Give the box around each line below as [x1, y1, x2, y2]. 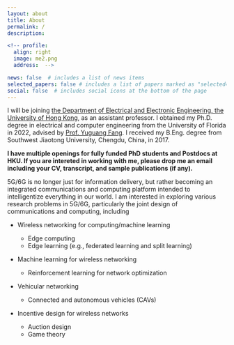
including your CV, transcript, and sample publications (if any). [7, 164, 193, 173]
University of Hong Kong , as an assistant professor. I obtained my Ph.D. [7, 114, 212, 122]
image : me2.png [13, 55, 58, 63]
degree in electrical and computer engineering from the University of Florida [7, 121, 226, 130]
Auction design [27, 323, 72, 331]
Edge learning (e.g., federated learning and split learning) [27, 242, 193, 250]
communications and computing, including [7, 207, 130, 216]
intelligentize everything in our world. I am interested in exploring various [7, 192, 217, 201]
